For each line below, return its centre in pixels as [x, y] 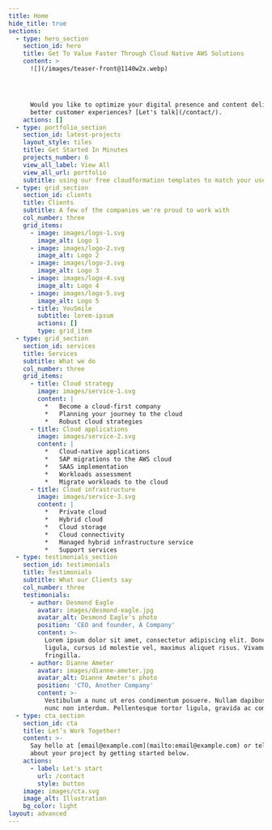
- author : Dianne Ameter [72, 663]
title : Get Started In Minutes [76, 150]
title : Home [28, 16]
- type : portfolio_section [61, 127]
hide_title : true [38, 24]
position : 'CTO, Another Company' [96, 686]
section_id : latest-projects [72, 135]
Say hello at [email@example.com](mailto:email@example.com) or [140, 746]
